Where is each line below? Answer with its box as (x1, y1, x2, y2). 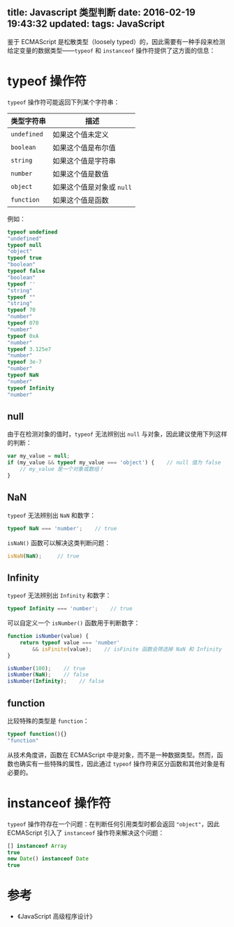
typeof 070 (7, 320, 39, 327)
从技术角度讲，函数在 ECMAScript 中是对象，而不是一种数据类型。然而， (7, 751, 217, 759)
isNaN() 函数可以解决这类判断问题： (7, 538, 111, 547)
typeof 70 (7, 306, 36, 313)
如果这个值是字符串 (52, 156, 117, 166)
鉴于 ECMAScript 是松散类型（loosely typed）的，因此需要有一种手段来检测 (7, 37, 226, 45)
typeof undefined (7, 228, 58, 236)
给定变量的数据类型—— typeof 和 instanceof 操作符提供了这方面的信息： (7, 46, 216, 55)
